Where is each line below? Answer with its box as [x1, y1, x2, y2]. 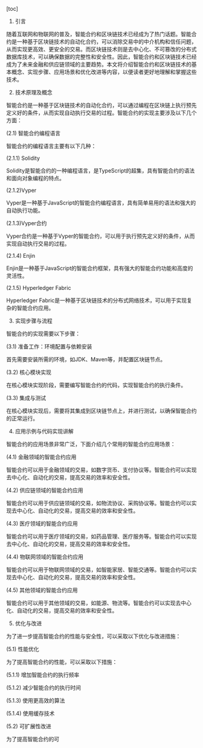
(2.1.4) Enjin [6, 252, 36, 259]
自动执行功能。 [6, 207, 43, 214]
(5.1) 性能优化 [6, 646, 39, 652]
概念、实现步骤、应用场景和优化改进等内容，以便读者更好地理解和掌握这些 [11, 68, 197, 75]
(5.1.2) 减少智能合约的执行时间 [6, 684, 82, 691]
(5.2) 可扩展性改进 [6, 723, 51, 730]
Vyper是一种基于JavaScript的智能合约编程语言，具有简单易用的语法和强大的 [6, 199, 196, 206]
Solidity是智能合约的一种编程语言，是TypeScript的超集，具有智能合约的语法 [6, 167, 195, 174]
